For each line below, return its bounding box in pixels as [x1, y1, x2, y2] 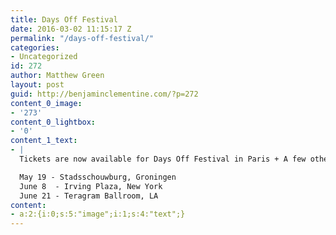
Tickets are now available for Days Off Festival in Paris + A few [19, 154, 307, 164]
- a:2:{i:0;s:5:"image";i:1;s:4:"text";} [10, 209, 186, 220]
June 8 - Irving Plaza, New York [19, 181, 163, 191]
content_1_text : [10, 136, 78, 146]
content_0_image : [10, 98, 83, 108]
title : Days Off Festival [10, 14, 118, 25]
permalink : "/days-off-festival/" [10, 33, 155, 43]
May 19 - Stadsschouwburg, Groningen [19, 172, 177, 182]
